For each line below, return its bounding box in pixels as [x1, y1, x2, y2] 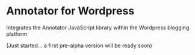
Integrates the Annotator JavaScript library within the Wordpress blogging [6, 24, 190, 31]
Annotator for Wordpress [6, 4, 135, 18]
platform [6, 30, 27, 37]
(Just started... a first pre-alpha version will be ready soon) [6, 42, 152, 49]
